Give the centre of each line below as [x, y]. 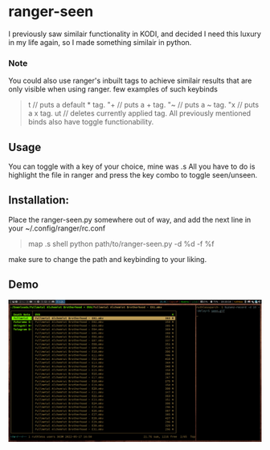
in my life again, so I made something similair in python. [100, 42]
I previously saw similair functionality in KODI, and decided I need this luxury [135, 34]
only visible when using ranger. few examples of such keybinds [113, 89]
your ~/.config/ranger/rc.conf [57, 228]
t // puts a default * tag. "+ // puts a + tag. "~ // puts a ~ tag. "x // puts [143, 105]
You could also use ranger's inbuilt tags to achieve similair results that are [130, 81]
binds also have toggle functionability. [91, 122]
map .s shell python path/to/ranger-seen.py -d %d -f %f [121, 243]
